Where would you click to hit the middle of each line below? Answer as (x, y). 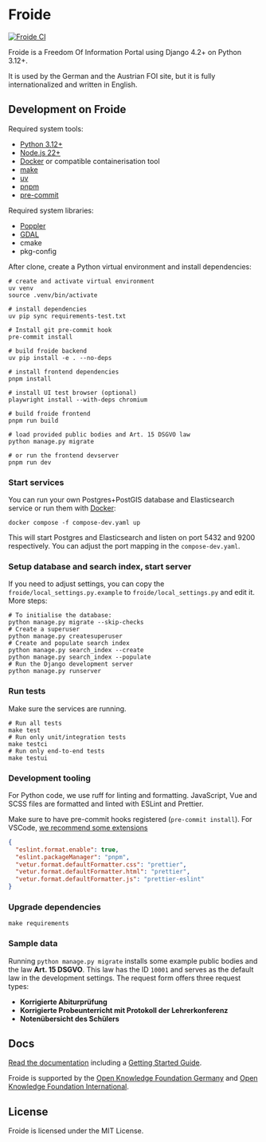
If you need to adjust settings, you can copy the (86, 584)
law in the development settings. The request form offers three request (125, 978)
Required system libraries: (51, 210)
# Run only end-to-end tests (57, 751)
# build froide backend (48, 351)
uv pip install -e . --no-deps (60, 358)
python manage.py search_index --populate (80, 657)
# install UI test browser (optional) (72, 393)
